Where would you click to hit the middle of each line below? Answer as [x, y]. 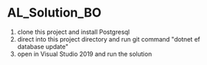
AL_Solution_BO [54, 13]
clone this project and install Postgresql [73, 32]
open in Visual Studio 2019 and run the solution [84, 54]
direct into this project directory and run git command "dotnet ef [109, 39]
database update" [43, 46]
